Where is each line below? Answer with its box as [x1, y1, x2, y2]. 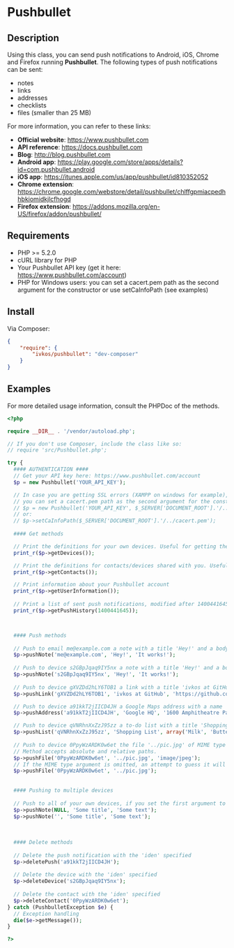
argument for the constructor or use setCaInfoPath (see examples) [17, 286, 209, 294]
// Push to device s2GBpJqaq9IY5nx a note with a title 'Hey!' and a [13, 665, 219, 672]
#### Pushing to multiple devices [13, 787, 114, 794]
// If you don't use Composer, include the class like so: [7, 440, 182, 447]
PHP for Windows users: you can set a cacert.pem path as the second [17, 278, 219, 286]
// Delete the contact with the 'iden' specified [13, 891, 160, 898]
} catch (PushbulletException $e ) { [7, 903, 114, 911]
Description [7, 32, 59, 44]
